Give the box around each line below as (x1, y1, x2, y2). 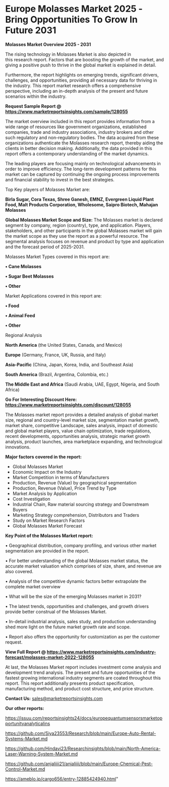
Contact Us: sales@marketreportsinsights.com (5, 695, 103, 701)
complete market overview (5, 583, 61, 589)
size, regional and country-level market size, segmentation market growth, (5, 417, 160, 423)
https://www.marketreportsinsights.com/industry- (46, 649, 156, 655)
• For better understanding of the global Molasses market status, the (5, 557, 148, 564)
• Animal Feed (5, 312, 35, 318)
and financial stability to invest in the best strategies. (5, 176, 115, 182)
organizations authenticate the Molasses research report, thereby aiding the (5, 140, 163, 146)
